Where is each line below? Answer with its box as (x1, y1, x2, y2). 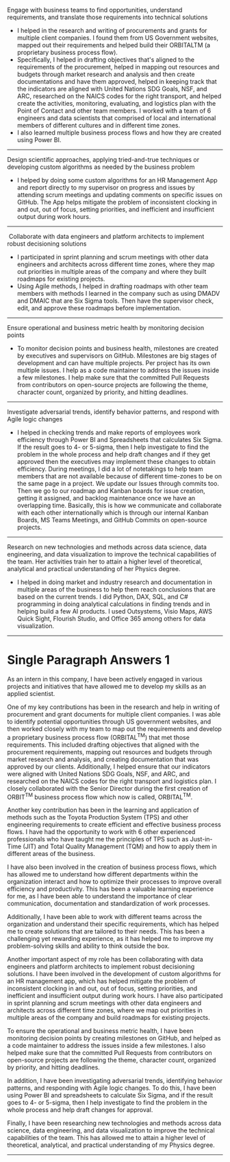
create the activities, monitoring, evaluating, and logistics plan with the (16, 100, 216, 107)
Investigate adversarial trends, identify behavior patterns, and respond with (7, 408, 220, 416)
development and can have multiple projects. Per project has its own (16, 359, 211, 367)
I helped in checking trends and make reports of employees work (16, 428, 201, 437)
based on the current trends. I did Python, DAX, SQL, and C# (16, 593, 188, 601)
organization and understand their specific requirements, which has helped (7, 920, 219, 929)
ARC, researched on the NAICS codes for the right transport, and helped (16, 92, 222, 100)
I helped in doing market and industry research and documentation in (16, 578, 212, 586)
